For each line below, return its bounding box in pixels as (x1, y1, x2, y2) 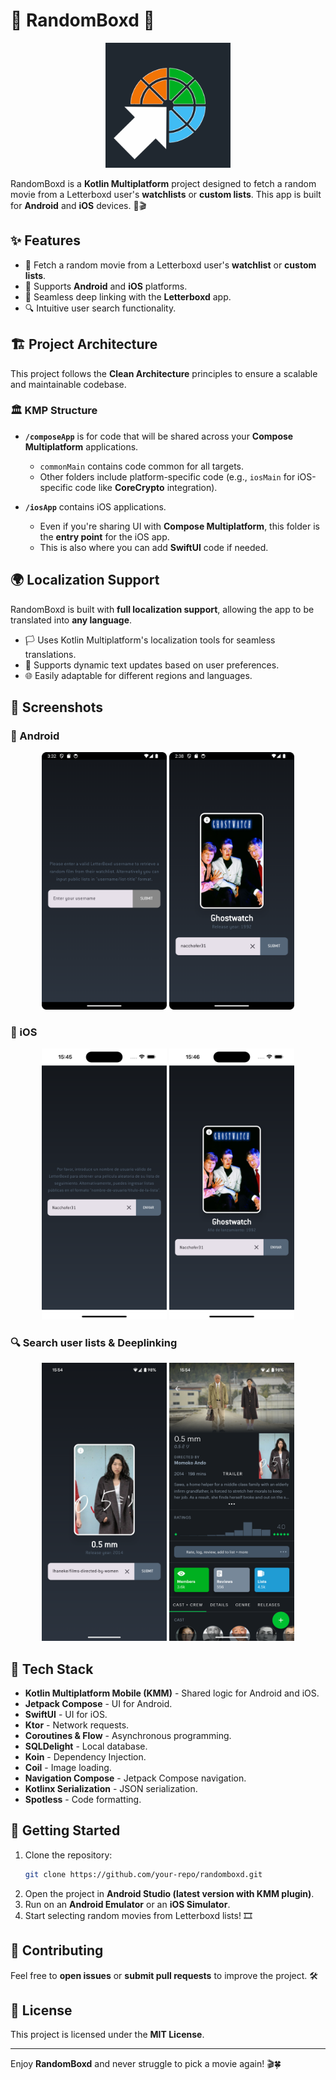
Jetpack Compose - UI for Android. (24, 1698, 173, 1710)
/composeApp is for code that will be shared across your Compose (24, 430, 294, 442)
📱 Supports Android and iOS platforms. (24, 280, 188, 292)
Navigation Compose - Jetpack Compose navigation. (24, 1772, 247, 1784)
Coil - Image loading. (24, 1762, 112, 1774)
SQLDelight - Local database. (24, 1740, 148, 1753)
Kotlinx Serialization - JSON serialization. (24, 1783, 198, 1795)
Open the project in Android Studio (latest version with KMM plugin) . (24, 1887, 315, 1899)
